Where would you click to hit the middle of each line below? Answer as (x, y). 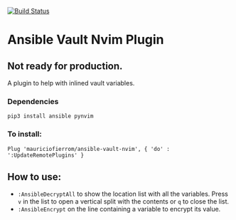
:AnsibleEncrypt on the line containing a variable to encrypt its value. (119, 209)
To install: (25, 134)
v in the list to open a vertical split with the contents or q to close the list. (123, 201)
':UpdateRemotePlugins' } (45, 155)
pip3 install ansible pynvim (50, 116)
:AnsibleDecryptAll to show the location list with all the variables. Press (123, 194)
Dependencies (33, 101)
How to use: (34, 177)
